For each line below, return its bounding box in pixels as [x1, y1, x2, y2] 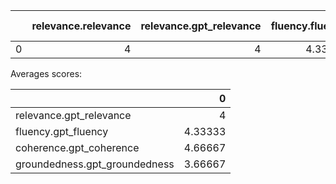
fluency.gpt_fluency [15, 125, 109, 138]
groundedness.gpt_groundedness [15, 157, 175, 171]
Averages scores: [10, 68, 83, 79]
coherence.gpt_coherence [15, 141, 140, 154]
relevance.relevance [31, 19, 132, 33]
